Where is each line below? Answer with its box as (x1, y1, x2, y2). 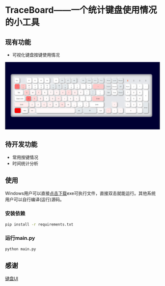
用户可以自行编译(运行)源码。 (5, 196, 65, 202)
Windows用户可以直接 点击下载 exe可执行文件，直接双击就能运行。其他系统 (5, 190, 156, 196)
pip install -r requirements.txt (5, 222, 74, 227)
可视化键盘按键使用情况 (12, 52, 60, 58)
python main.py (5, 247, 36, 252)
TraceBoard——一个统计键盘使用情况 (5, 4, 157, 16)
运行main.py (5, 234, 35, 241)
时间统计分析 (12, 160, 38, 166)
